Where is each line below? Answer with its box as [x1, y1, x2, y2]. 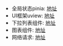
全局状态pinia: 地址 [11, 5, 57, 11]
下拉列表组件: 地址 [11, 20, 56, 26]
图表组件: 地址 [11, 26, 45, 33]
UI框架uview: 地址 [11, 12, 55, 19]
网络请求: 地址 [11, 34, 45, 40]
